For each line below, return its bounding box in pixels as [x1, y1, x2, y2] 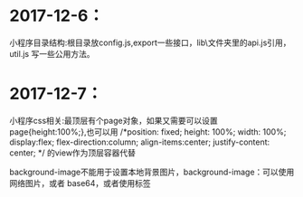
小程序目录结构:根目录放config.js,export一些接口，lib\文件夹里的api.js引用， [9, 37, 291, 48]
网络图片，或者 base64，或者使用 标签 [9, 177, 151, 188]
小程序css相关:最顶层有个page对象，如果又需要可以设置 [9, 115, 219, 126]
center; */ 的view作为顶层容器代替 [9, 147, 137, 158]
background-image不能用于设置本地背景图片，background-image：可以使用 [9, 166, 295, 177]
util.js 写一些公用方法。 [9, 48, 95, 59]
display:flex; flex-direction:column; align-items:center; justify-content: [9, 136, 270, 147]
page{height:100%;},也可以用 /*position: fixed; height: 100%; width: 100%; [9, 126, 287, 137]
